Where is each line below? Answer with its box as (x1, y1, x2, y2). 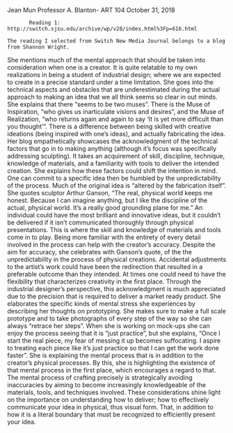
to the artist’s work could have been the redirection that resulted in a (7, 263, 203, 270)
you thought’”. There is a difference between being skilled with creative (7, 122, 211, 131)
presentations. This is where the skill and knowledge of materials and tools (7, 226, 221, 234)
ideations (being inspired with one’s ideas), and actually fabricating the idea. (7, 130, 226, 138)
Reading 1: (29, 19, 61, 26)
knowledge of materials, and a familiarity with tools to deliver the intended (7, 159, 219, 168)
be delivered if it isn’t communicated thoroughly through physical (7, 218, 194, 227)
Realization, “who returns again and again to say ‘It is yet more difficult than (7, 115, 224, 123)
